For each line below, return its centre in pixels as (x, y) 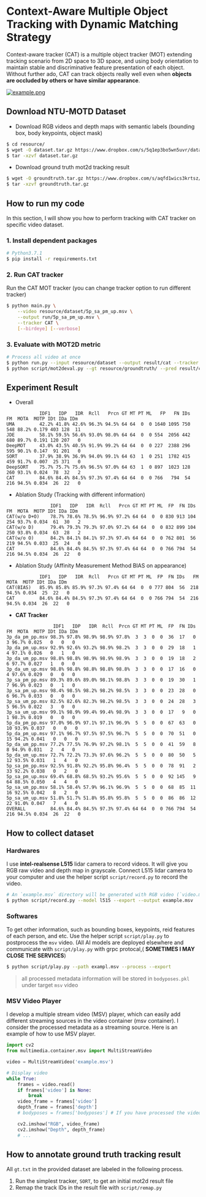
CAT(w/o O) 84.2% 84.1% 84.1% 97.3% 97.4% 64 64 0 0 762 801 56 (101, 538)
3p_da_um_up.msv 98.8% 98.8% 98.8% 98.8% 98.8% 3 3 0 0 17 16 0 (101, 669)
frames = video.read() (46, 1084)
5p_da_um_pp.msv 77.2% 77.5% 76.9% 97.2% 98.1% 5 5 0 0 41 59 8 (101, 745)
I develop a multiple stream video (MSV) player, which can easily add (93, 1014)
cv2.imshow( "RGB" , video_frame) (59, 1124)
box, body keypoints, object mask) (59, 133)
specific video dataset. (35, 225)
